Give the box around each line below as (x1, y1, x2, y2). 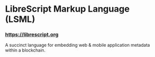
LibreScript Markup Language (5, 3, 130, 15)
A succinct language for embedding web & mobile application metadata (5, 42, 150, 48)
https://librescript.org (5, 31, 59, 38)
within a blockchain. (5, 47, 46, 53)
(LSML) (5, 14, 35, 25)
